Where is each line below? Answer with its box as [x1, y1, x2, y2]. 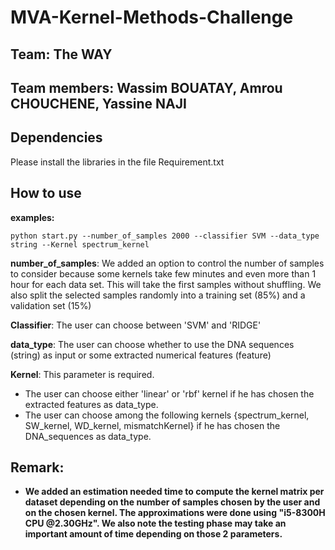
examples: [10, 211, 55, 223]
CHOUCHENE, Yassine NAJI [10, 95, 187, 112]
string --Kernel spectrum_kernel [10, 239, 150, 250]
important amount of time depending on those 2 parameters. [24, 528, 283, 540]
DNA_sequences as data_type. [24, 430, 152, 442]
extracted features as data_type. [24, 398, 159, 410]
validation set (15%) [10, 299, 92, 311]
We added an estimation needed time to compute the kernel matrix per [24, 486, 325, 498]
